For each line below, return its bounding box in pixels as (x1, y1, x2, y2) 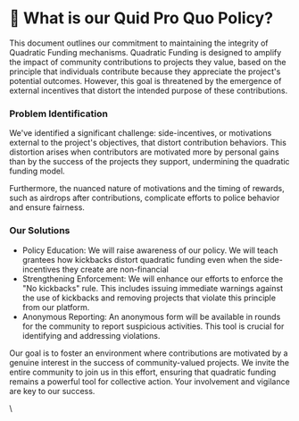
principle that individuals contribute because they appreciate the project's (9, 66, 281, 77)
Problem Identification (9, 107, 109, 120)
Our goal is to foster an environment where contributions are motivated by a (9, 348, 288, 358)
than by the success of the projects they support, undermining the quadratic (9, 156, 290, 167)
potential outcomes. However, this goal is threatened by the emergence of (9, 75, 282, 86)
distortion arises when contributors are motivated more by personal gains (9, 147, 279, 157)
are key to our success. (9, 385, 96, 396)
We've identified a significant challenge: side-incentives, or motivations (9, 128, 272, 139)
